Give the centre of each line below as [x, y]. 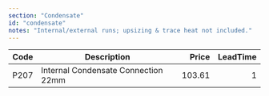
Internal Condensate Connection [102, 71]
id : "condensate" [37, 23]
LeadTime [237, 57]
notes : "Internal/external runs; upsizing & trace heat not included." [130, 30]
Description [107, 57]
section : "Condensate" [46, 15]
